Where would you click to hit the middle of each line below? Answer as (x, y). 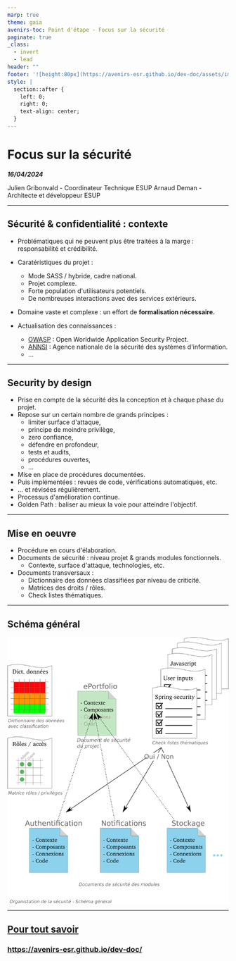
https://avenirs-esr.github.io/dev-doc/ (75, 949)
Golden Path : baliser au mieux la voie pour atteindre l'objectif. (107, 504)
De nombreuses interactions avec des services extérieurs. (112, 298)
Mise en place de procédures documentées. (81, 475)
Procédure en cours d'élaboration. (67, 550)
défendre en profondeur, (64, 445)
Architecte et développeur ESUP (54, 195)
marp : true (23, 15)
